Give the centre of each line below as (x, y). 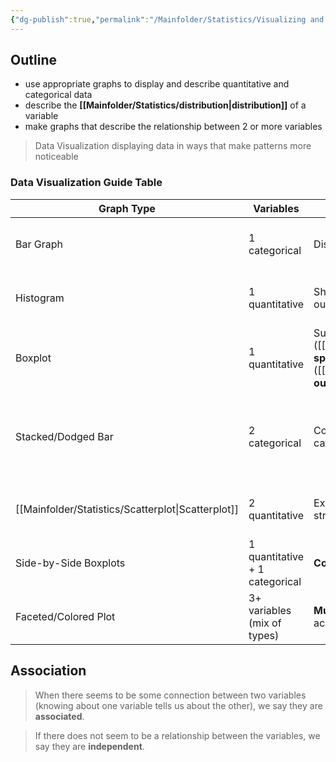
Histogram (40, 298)
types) (264, 635)
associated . (59, 716)
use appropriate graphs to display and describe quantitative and (157, 84)
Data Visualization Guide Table (86, 183)
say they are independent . (89, 746)
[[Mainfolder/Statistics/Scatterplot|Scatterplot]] (127, 509)
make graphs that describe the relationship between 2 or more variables (173, 127)
